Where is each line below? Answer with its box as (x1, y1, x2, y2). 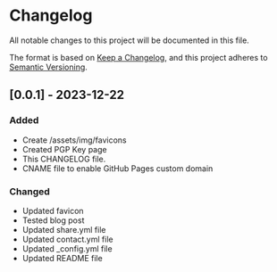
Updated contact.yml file (21, 234, 113, 244)
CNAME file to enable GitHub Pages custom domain (21, 162, 214, 174)
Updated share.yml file (21, 224, 106, 235)
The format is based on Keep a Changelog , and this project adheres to (9, 52, 268, 62)
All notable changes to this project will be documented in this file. (9, 35, 250, 45)
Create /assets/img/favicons (21, 135, 127, 145)
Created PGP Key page (21, 144, 107, 154)
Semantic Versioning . (9, 62, 88, 72)
